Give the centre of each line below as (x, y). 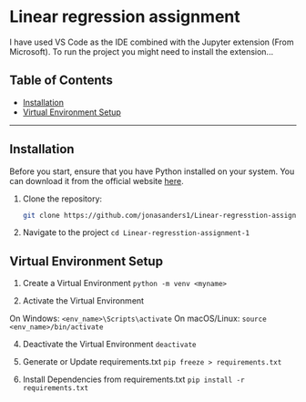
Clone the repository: (62, 199)
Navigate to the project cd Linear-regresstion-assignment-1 (136, 232)
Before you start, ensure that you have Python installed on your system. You (152, 171)
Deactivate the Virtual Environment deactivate (110, 345)
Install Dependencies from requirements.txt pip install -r (133, 379)
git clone (41, 215)
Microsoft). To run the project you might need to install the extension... (142, 51)
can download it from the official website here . (97, 180)
